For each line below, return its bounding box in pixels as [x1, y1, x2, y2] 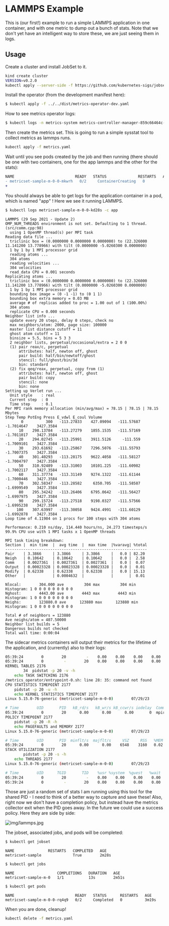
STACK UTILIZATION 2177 [5, 747, 55, 752]
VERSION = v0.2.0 [5, 78, 37, 83]
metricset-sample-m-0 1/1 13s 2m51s [5, 875, 125, 880]
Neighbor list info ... [5, 313, 55, 318]
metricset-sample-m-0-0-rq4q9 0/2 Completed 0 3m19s [5, 897, 156, 902]
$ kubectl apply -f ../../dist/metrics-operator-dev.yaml [5, 102, 129, 107]
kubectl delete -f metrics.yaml [5, 916, 73, 921]
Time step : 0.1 [10, 401, 53, 406]
